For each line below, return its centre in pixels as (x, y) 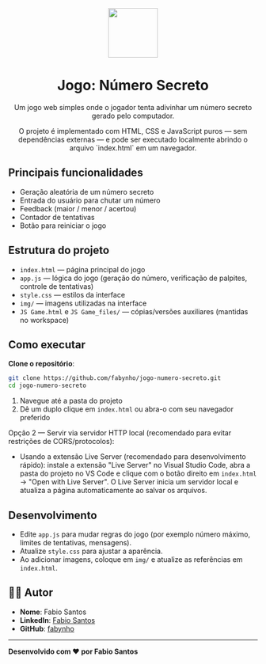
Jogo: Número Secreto (133, 85)
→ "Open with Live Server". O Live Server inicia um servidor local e (129, 482)
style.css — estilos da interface (72, 294)
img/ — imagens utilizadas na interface (83, 303)
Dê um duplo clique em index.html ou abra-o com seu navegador (126, 409)
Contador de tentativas (57, 217)
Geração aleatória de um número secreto (87, 192)
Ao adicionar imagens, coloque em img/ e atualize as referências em (131, 559)
